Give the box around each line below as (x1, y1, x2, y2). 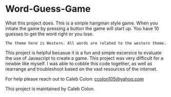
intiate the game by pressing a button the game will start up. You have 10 (5, 25, 159, 31)
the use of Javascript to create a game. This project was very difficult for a (5, 55, 163, 61)
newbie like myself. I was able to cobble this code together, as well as (5, 60, 153, 66)
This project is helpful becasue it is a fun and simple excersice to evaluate (5, 50, 162, 56)
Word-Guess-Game (5, 3, 91, 15)
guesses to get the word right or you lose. (5, 31, 94, 37)
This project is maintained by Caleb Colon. (5, 85, 95, 92)
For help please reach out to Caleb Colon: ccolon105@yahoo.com (5, 76, 144, 82)
